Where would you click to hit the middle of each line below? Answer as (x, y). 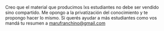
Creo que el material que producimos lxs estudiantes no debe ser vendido (82, 7)
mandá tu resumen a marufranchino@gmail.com (56, 23)
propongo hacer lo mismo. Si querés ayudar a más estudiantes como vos (81, 18)
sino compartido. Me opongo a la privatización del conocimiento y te (76, 12)
